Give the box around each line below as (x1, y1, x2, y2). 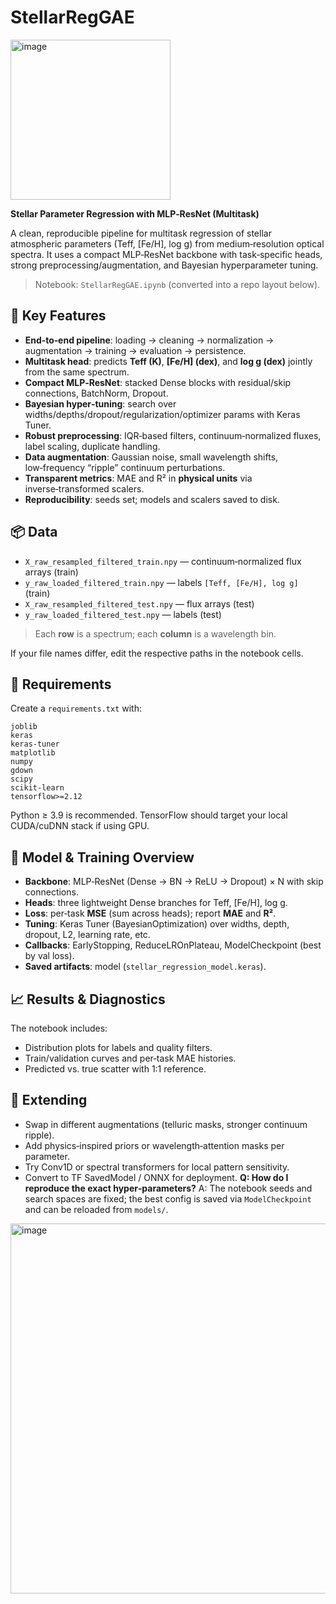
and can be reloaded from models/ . (24, 1203, 169, 1215)
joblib (10, 722, 38, 732)
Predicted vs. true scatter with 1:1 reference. (24, 1063, 207, 1075)
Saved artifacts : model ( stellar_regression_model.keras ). (24, 961, 267, 973)
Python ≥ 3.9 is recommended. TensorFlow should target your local (10, 809, 288, 821)
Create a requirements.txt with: (10, 702, 143, 715)
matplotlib (10, 748, 56, 758)
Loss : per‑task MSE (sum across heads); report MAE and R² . (24, 907, 277, 920)
